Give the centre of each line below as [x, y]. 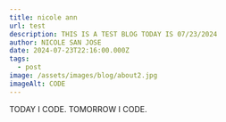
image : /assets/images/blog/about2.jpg [84, 76]
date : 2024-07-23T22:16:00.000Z [69, 51]
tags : [19, 59]
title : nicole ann [43, 17]
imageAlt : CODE [38, 84]
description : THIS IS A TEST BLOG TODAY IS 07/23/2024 [113, 34]
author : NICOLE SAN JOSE [55, 42]
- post [29, 68]
